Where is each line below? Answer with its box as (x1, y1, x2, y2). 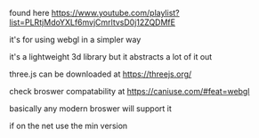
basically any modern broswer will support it (9, 103, 172, 114)
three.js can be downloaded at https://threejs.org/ (9, 69, 192, 79)
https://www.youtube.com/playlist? (51, 8, 180, 18)
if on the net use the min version (9, 120, 128, 131)
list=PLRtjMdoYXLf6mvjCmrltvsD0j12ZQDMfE (9, 17, 176, 28)
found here (9, 8, 50, 18)
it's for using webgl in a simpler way (9, 35, 142, 45)
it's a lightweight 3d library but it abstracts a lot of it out (9, 52, 213, 61)
